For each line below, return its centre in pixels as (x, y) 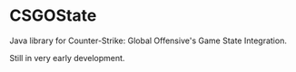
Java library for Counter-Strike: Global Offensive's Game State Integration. (148, 40)
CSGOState (53, 16)
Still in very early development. (67, 58)
